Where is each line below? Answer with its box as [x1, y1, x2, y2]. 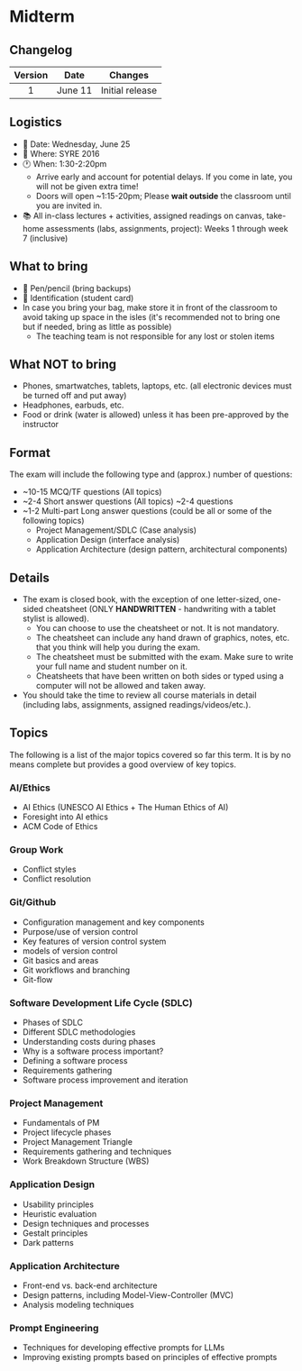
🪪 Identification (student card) [22, 292, 134, 303]
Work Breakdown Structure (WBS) [22, 1156, 150, 1166]
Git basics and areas [22, 955, 99, 965]
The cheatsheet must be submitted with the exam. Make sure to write [35, 652, 294, 663]
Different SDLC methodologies [22, 1027, 136, 1037]
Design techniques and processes [22, 1218, 150, 1229]
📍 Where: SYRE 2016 [22, 148, 100, 159]
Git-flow [22, 973, 53, 984]
